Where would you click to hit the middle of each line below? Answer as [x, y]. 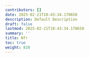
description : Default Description [41, 19]
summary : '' [18, 33]
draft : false [19, 24]
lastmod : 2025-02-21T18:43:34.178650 [45, 29]
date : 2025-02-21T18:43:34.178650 [41, 15]
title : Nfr [17, 38]
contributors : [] [23, 10]
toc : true [16, 43]
